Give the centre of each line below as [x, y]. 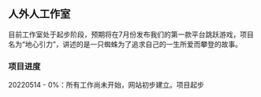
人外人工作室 [39, 14]
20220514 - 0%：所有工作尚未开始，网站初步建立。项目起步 [106, 85]
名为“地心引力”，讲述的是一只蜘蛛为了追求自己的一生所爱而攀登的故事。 [125, 44]
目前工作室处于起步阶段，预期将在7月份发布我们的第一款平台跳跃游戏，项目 [131, 34]
